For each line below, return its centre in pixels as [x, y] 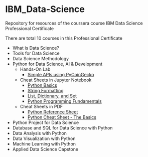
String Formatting [45, 90]
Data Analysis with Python [39, 133]
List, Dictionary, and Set [52, 96]
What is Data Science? [36, 48]
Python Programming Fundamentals [64, 101]
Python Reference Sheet [53, 112]
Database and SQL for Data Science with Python [62, 128]
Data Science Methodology [41, 58]
